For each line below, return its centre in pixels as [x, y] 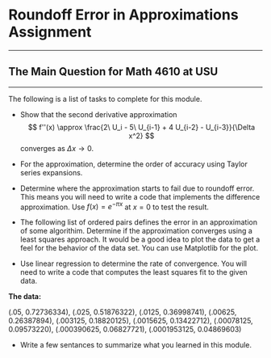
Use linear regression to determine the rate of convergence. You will [133, 263]
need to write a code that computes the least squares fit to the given [133, 272]
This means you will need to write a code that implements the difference [140, 196]
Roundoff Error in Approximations [124, 15]
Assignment [50, 32]
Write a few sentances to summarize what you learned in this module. [136, 345]
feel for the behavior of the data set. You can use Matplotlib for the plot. [139, 248]
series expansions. [51, 172]
